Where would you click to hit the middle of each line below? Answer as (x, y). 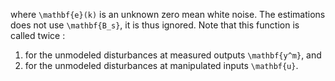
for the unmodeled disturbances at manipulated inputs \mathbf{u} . (161, 65)
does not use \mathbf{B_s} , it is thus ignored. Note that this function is (155, 25)
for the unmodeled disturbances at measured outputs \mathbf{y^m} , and (173, 55)
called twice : (38, 35)
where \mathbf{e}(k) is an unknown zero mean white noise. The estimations (168, 14)
